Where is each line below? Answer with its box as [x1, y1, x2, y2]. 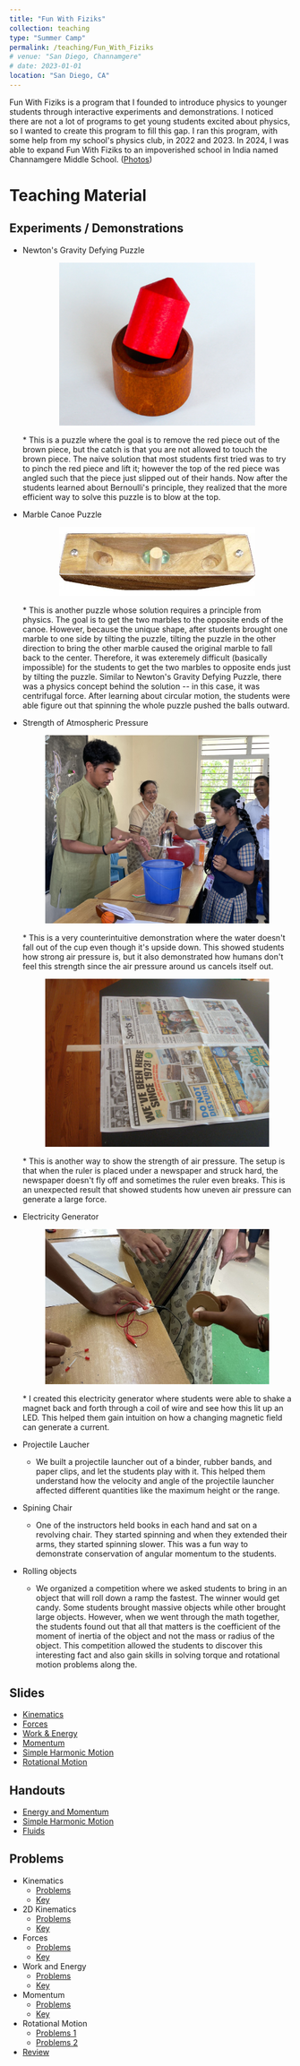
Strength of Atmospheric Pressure [21, 717, 149, 727]
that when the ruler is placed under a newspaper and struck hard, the [21, 1166, 279, 1176]
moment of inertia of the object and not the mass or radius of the [35, 1631, 276, 1641]
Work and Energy [21, 1960, 87, 1971]
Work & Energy [21, 1728, 78, 1739]
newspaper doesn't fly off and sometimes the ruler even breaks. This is [21, 1175, 286, 1186]
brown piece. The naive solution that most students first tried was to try [21, 453, 287, 465]
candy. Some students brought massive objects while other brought [35, 1602, 287, 1613]
